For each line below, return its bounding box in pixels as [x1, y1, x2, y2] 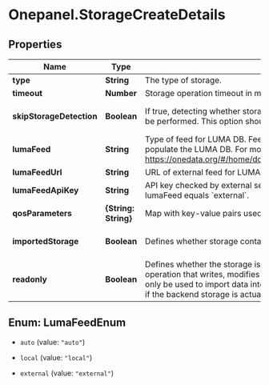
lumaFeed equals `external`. [145, 190, 250, 201]
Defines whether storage [145, 236, 239, 247]
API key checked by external [145, 180, 252, 190]
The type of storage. [145, 74, 222, 86]
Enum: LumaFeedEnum [8, 316, 126, 330]
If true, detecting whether [145, 106, 241, 117]
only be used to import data [145, 279, 249, 290]
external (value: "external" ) [19, 368, 114, 378]
